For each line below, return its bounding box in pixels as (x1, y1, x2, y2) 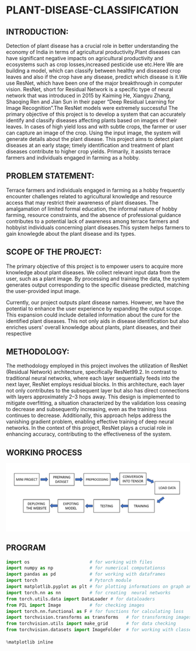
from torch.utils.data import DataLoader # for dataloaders (6, 596, 156, 602)
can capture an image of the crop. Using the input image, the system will (6, 129, 181, 136)
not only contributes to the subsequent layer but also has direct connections (6, 387, 190, 394)
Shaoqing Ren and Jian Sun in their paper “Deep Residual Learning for (6, 98, 175, 105)
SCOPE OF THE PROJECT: (6, 247, 102, 257)
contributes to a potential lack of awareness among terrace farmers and (6, 218, 179, 225)
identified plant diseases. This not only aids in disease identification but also (6, 317, 190, 325)
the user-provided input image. (6, 287, 80, 294)
